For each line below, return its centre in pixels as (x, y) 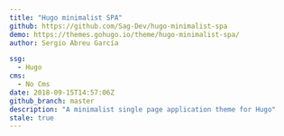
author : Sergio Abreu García (64, 43)
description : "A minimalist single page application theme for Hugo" (143, 109)
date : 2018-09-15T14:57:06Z (62, 92)
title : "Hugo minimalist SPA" (66, 18)
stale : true (32, 118)
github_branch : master (52, 101)
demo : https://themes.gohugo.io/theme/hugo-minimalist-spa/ (125, 34)
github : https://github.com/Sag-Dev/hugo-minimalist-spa (119, 26)
